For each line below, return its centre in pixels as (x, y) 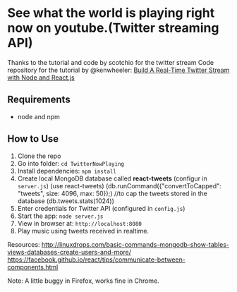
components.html (33, 267)
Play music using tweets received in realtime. (83, 231)
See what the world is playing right (111, 13)
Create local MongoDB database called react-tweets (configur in (112, 178)
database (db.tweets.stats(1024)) (66, 201)
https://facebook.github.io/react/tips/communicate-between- (96, 260)
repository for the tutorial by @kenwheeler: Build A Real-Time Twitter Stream (119, 70)
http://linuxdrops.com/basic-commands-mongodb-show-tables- (135, 244)
